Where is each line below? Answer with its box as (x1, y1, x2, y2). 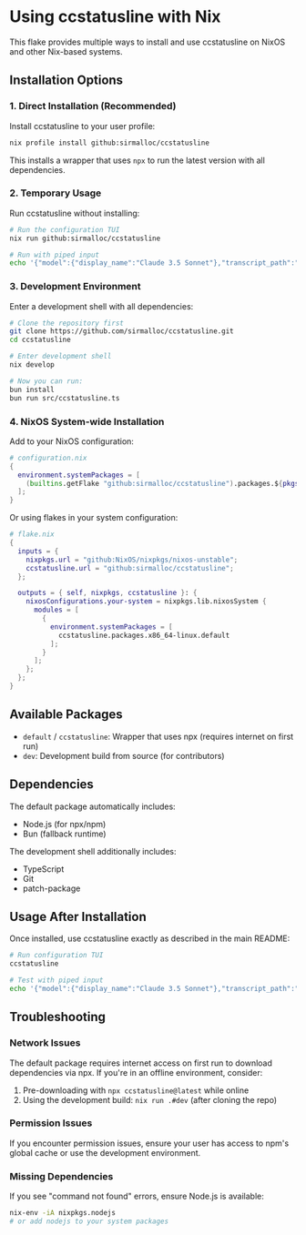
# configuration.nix (9, 453, 88, 462)
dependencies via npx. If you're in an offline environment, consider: (9, 1067, 263, 1078)
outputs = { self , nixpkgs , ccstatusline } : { (17, 589, 198, 598)
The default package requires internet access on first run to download (9, 1058, 273, 1068)
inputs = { (17, 546, 59, 556)
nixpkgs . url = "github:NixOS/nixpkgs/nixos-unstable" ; (25, 555, 239, 564)
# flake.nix (9, 530, 55, 539)
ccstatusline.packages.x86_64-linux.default (57, 631, 230, 640)
